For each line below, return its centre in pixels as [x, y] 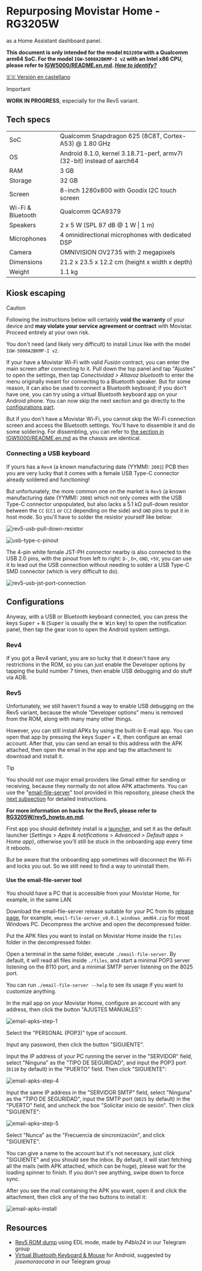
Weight [19, 272]
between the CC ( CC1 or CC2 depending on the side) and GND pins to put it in [98, 510]
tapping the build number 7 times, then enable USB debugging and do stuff [99, 671]
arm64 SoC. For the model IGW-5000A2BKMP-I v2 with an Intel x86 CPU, [95, 59]
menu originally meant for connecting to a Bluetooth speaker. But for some [99, 381]
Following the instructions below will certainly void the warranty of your [96, 319]
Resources [27, 1228]
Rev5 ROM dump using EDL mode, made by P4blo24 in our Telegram [100, 1243]
